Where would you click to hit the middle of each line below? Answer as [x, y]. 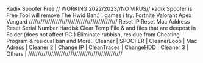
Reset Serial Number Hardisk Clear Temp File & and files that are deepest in [101, 28]
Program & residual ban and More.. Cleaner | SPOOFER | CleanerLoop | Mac [102, 41]
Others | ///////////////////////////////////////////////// [65, 54]
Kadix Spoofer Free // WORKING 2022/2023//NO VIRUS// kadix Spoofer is [99, 9]
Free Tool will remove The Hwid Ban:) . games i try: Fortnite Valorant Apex [99, 15]
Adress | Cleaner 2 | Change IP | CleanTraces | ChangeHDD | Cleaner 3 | [98, 47]
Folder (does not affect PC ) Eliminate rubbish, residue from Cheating [93, 35]
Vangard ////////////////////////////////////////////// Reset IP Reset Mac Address [98, 22]
